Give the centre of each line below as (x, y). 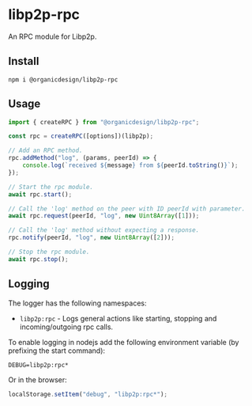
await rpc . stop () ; (38, 259)
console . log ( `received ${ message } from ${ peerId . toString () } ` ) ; (130, 165)
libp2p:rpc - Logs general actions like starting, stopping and (118, 318)
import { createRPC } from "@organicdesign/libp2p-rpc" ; (104, 122)
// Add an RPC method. (45, 151)
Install (24, 61)
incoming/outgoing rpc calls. (66, 327)
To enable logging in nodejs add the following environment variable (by (124, 342)
